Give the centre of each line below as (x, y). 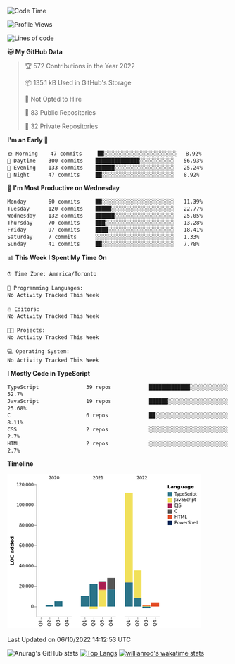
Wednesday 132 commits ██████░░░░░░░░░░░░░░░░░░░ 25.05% (105, 216)
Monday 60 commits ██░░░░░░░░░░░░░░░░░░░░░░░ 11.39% (105, 202)
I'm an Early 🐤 (28, 140)
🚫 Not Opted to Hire (53, 99)
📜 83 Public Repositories (60, 112)
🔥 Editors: (24, 309)
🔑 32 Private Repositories (61, 126)
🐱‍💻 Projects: (26, 331)
